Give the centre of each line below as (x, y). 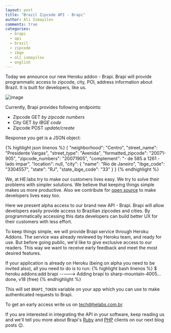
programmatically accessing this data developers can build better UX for (82, 216)
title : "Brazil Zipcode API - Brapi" (45, 15)
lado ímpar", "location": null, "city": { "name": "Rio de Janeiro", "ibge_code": (85, 164)
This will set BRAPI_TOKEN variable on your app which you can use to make (82, 289)
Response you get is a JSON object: (43, 138)
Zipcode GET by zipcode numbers (49, 117)
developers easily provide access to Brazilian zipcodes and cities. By (78, 211)
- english (20, 62)
